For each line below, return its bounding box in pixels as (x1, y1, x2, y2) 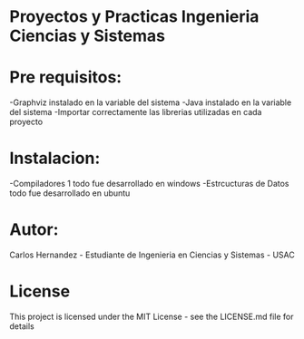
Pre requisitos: (9, 67, 123, 88)
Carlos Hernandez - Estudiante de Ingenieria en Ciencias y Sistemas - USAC (9, 249, 295, 260)
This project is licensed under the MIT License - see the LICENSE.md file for (9, 311, 294, 322)
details (9, 320, 34, 332)
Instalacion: (9, 148, 101, 169)
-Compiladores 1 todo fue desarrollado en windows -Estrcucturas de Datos (9, 179, 289, 189)
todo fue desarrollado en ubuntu (9, 188, 131, 199)
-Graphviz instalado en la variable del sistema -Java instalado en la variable (9, 97, 292, 108)
